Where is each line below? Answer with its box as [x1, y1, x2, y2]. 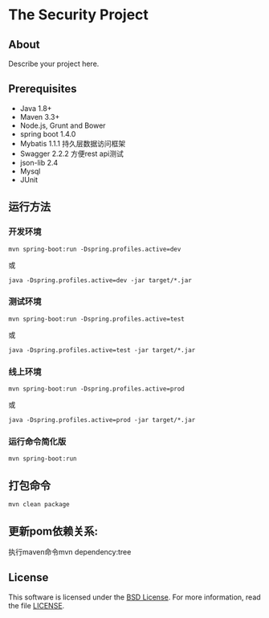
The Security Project [8, 6, 149, 24]
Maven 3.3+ [19, 112, 60, 121]
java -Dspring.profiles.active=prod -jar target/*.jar [8, 416, 196, 424]
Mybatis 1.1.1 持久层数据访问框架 [19, 138, 126, 148]
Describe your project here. [8, 59, 100, 68]
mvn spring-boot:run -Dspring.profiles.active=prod [8, 385, 185, 393]
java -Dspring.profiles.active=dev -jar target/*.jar [8, 276, 193, 284]
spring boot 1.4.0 [19, 129, 76, 138]
